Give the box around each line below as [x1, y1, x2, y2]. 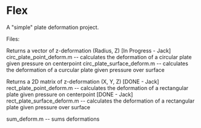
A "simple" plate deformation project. [6, 24, 99, 31]
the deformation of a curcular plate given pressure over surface [6, 66, 165, 73]
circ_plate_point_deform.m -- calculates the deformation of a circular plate [6, 53, 192, 60]
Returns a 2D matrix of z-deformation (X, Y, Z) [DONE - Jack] [6, 78, 159, 85]
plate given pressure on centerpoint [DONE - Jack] [6, 91, 133, 98]
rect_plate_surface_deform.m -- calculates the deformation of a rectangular [6, 97, 195, 104]
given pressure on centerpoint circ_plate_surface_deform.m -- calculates [6, 60, 189, 67]
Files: [6, 35, 20, 42]
